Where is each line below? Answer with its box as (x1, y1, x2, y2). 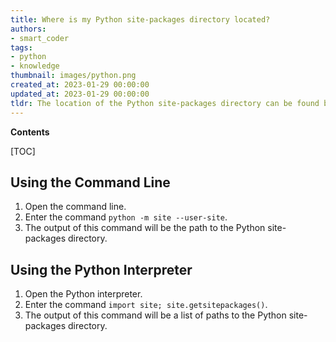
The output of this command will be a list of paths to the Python (24, 309, 287, 321)
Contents (10, 126, 50, 138)
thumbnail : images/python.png (10, 71, 137, 81)
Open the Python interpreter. (24, 288, 143, 300)
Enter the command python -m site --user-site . (24, 211, 228, 223)
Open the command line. (24, 201, 127, 213)
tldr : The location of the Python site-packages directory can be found (10, 98, 320, 108)
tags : (10, 42, 33, 53)
